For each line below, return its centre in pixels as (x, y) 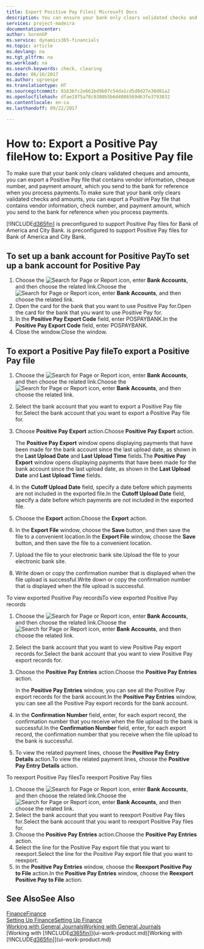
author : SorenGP (27, 35)
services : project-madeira (40, 23)
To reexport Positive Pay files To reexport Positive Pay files (79, 777)
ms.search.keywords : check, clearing (54, 68)
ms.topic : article (30, 46)
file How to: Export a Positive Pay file (100, 156)
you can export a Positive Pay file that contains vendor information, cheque (100, 180)
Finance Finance (26, 913)
